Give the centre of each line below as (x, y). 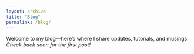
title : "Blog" (24, 17)
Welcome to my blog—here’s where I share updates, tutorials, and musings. (98, 39)
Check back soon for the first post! (48, 45)
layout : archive (26, 11)
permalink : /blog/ (29, 22)
